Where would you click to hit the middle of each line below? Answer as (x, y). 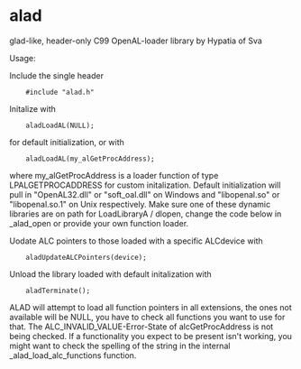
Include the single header (56, 75)
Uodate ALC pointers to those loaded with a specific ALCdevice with (136, 241)
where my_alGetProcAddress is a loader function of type (114, 175)
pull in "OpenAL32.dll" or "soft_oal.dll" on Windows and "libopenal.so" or (145, 194)
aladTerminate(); (58, 291)
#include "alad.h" (60, 92)
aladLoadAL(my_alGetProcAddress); (90, 159)
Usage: (23, 58)
